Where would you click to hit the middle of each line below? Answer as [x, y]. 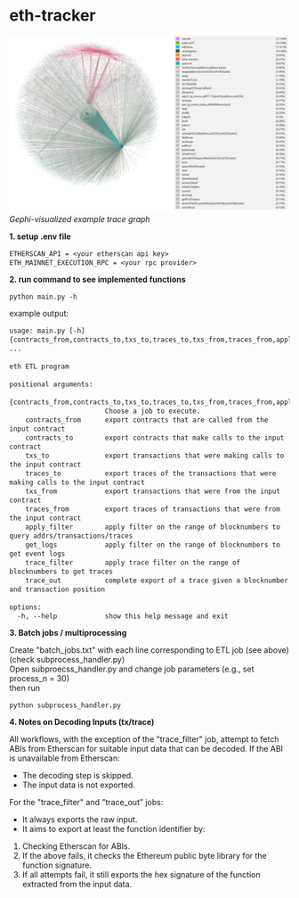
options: [25, 607]
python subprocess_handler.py [65, 705]
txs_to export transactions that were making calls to [155, 456]
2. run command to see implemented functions [98, 279]
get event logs [37, 554]
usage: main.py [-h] [48, 331]
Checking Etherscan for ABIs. [76, 846]
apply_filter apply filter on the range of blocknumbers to [153, 527]
